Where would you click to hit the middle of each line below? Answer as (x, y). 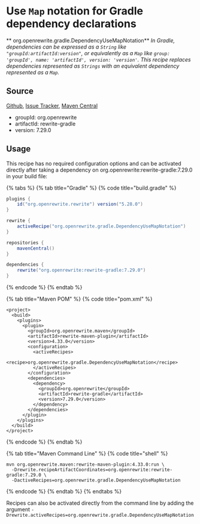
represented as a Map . (33, 72)
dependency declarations (71, 24)
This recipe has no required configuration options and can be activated (94, 163)
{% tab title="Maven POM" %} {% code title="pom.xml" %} (79, 299)
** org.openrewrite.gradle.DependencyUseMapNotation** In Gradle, (91, 40)
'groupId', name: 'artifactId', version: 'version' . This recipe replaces (99, 59)
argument (18, 510)
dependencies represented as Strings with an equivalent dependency (93, 66)
